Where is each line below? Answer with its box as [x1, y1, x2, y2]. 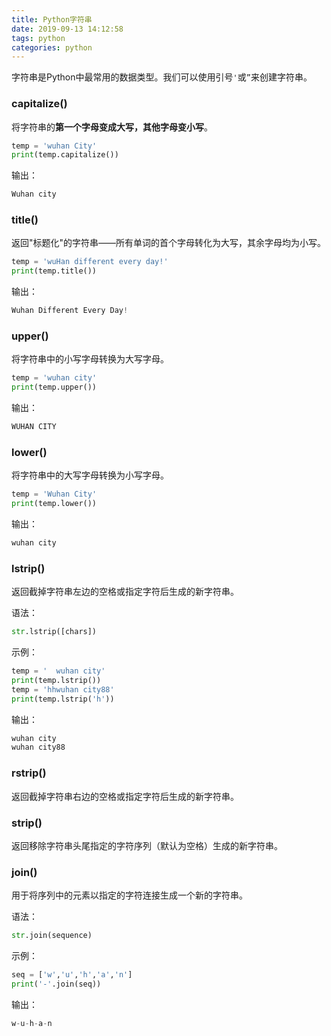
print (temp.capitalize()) [11, 150, 119, 160]
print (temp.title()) [11, 266, 98, 276]
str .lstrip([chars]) [11, 627, 98, 637]
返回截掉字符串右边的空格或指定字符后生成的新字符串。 [11, 790, 239, 802]
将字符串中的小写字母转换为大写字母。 [11, 353, 169, 365]
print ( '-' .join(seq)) [11, 979, 102, 989]
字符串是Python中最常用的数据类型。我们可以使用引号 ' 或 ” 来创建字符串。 [11, 71, 313, 83]
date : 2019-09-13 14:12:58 [11, 24, 124, 34]
